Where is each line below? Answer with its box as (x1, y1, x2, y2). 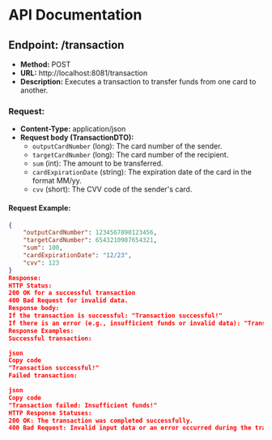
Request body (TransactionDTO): (19, 132, 134, 143)
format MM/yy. (32, 176, 83, 186)
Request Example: (8, 203, 71, 213)
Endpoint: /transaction (8, 38, 125, 52)
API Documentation (8, 6, 142, 24)
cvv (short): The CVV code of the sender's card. (32, 184, 193, 194)
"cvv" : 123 (23, 258, 60, 267)
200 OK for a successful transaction (8, 289, 136, 297)
